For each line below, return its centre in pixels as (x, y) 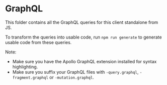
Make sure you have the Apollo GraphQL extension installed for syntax (84, 61)
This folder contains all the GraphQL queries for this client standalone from (82, 22)
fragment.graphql (30, 78)
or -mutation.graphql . (72, 77)
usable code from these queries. (39, 42)
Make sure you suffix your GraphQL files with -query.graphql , (76, 72)
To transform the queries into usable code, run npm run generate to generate (83, 37)
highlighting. (25, 67)
